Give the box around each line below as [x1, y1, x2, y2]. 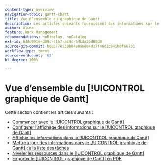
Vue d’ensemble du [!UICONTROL [5, 83, 145, 94]
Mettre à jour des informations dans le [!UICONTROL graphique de [12, 140, 147, 146]
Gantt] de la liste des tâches [12, 145, 69, 151]
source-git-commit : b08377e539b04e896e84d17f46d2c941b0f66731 [5, 44, 135, 49]
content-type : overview [5, 7, 54, 12]
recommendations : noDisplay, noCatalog [5, 35, 87, 40]
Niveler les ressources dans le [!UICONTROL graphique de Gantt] [12, 150, 145, 156]
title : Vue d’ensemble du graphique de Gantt [5, 16, 100, 21]
